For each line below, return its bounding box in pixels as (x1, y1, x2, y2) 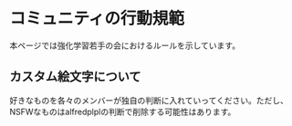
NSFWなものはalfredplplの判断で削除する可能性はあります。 (9, 106, 236, 117)
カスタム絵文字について (9, 69, 141, 84)
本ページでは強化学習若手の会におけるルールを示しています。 (9, 40, 240, 51)
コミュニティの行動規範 (9, 8, 185, 29)
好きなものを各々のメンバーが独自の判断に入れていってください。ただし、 (9, 94, 289, 105)
